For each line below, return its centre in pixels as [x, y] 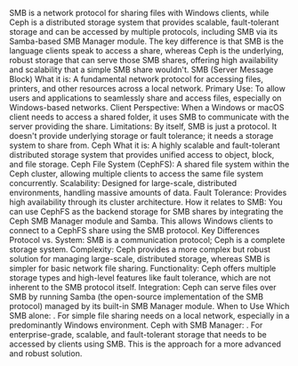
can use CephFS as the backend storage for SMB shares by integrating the [146, 211]
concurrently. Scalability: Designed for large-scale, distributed [123, 183]
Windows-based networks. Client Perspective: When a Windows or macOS [147, 107]
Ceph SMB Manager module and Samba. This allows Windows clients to [141, 221]
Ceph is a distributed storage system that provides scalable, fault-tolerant [144, 22]
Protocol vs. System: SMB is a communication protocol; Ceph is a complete [147, 240]
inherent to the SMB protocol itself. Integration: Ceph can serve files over [143, 287]
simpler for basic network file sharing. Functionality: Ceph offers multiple [143, 268]
